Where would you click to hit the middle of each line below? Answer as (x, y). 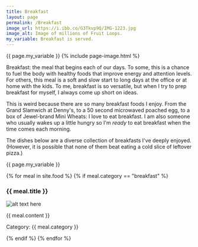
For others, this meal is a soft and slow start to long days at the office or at (97, 80)
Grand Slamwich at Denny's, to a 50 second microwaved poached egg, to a (98, 110)
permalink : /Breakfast (34, 22)
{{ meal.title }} (27, 191)
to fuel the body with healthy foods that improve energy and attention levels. (99, 74)
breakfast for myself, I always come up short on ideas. (72, 92)
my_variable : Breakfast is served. (50, 39)
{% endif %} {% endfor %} (39, 238)
